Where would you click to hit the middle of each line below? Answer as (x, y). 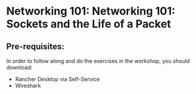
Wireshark (28, 86)
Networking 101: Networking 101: (91, 11)
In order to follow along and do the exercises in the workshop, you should (98, 61)
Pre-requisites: (35, 46)
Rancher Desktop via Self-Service (57, 79)
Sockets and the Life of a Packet (89, 24)
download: (19, 67)
